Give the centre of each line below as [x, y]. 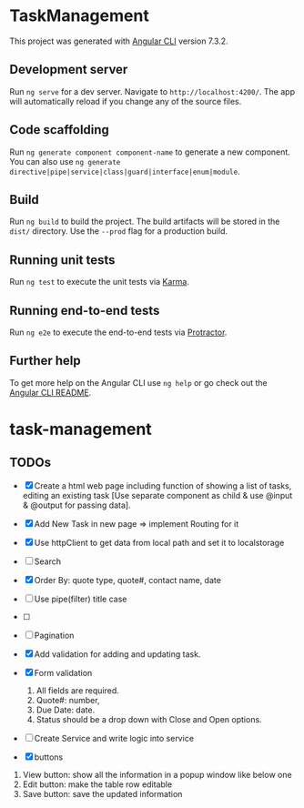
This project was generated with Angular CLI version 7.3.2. [119, 41]
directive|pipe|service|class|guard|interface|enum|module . [125, 171]
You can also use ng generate [65, 161]
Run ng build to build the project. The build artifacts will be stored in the [145, 222]
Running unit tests [62, 260]
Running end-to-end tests [85, 310]
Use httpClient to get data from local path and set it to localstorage [159, 542]
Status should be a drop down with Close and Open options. [149, 719]
